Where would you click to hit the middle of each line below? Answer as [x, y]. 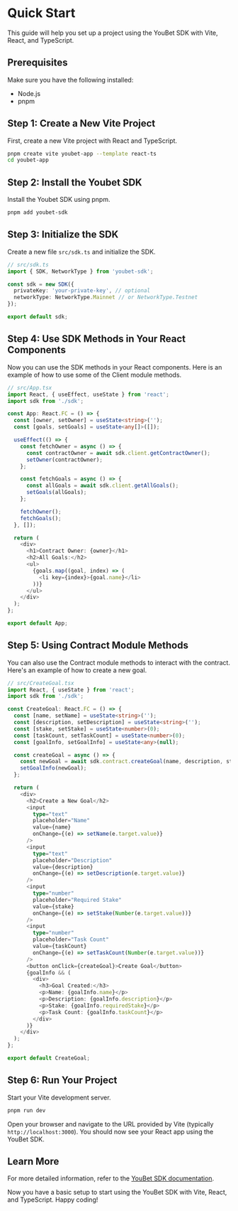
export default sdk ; [38, 317]
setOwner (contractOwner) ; [64, 460]
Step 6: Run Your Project [62, 1081]
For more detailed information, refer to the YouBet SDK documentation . [111, 1178]
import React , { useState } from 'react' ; [71, 690]
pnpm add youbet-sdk [38, 212]
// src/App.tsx [30, 388]
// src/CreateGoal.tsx [41, 683]
